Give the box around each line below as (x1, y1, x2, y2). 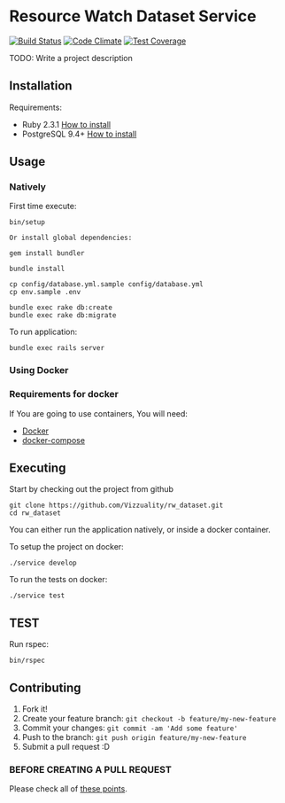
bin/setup (9, 218, 46, 227)
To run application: (9, 326, 78, 338)
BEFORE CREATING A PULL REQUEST (9, 764, 173, 776)
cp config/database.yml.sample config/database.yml (9, 280, 204, 289)
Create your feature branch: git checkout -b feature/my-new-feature (21, 713, 277, 724)
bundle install (9, 264, 65, 274)
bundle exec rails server (9, 344, 104, 353)
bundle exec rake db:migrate (9, 311, 117, 320)
